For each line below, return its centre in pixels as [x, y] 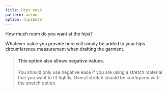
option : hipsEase [24, 19]
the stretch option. [37, 83]
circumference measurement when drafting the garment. [65, 49]
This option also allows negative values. [61, 60]
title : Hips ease [24, 10]
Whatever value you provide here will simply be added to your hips [75, 44]
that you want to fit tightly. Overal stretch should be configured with [89, 77]
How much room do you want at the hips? [49, 34]
